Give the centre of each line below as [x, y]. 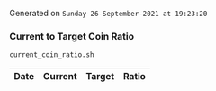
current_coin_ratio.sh [52, 55]
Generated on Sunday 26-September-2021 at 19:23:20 [108, 13]
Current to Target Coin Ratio [72, 36]
